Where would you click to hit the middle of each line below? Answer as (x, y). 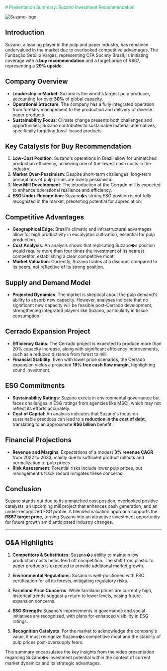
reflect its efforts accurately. (41, 408)
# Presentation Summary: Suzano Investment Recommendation (70, 7)
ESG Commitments (35, 386)
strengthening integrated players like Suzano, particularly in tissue (80, 311)
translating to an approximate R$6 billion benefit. (63, 424)
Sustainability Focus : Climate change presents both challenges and (82, 120)
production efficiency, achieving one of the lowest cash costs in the (82, 164)
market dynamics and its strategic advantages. (53, 663)
